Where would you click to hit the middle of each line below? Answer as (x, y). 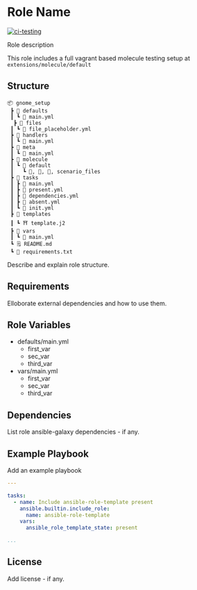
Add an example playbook (44, 470)
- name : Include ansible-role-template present (84, 502)
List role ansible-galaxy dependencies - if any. (74, 432)
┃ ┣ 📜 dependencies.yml (44, 196)
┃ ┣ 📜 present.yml (37, 189)
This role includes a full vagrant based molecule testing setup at (99, 58)
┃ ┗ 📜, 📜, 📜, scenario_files (55, 171)
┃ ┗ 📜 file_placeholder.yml (51, 129)
